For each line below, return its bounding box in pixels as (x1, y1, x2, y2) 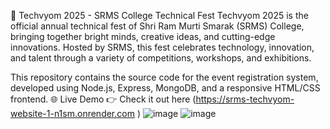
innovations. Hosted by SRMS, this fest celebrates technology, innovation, (10, 41, 315, 53)
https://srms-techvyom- (195, 93, 295, 105)
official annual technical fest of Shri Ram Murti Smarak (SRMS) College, (10, 20, 305, 32)
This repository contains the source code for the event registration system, (10, 71, 319, 83)
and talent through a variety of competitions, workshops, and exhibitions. (10, 52, 312, 64)
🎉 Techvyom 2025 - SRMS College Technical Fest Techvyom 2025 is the (10, 10, 309, 21)
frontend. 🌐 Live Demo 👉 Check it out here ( (10, 93, 197, 105)
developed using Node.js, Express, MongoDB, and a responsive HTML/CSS (10, 82, 321, 94)
